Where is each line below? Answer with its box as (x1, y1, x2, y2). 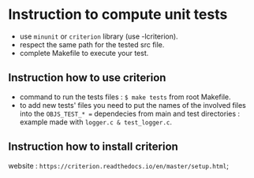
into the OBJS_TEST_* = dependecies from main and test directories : (19, 109, 241, 118)
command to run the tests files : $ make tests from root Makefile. (19, 92, 231, 102)
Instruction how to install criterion (8, 140, 179, 154)
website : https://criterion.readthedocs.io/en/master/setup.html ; (8, 161, 229, 170)
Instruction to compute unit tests (8, 6, 228, 24)
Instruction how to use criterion (8, 71, 166, 84)
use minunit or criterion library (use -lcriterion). (19, 32, 179, 41)
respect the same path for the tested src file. (19, 39, 165, 49)
